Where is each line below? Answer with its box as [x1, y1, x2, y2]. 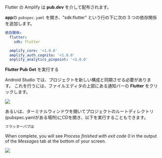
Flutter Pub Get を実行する [5, 67, 59, 72]
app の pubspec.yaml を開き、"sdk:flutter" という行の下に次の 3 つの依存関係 [5, 15, 157, 20]
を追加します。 [5, 21, 35, 26]
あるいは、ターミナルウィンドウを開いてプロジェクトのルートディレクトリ [5, 108, 154, 114]
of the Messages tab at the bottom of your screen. [5, 138, 106, 144]
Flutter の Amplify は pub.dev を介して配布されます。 [5, 4, 111, 10]
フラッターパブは [5, 124, 35, 129]
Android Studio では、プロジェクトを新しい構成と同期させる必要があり [5, 77, 147, 83]
